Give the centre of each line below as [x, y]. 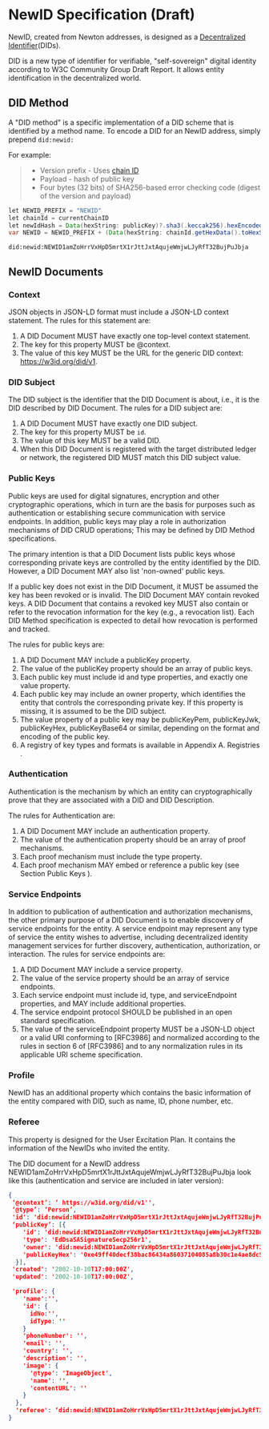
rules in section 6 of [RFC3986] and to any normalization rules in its [131, 1047]
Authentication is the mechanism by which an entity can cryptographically [130, 791]
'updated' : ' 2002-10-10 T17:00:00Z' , [73, 1277]
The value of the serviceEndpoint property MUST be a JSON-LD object [137, 1029]
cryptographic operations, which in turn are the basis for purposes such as [132, 504]
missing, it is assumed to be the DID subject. [93, 710]
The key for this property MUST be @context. [95, 344]
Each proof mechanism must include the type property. [111, 856]
